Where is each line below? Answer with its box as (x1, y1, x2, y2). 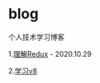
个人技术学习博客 (8, 32, 65, 41)
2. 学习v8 (8, 65, 38, 76)
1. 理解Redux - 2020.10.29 (8, 49, 92, 58)
